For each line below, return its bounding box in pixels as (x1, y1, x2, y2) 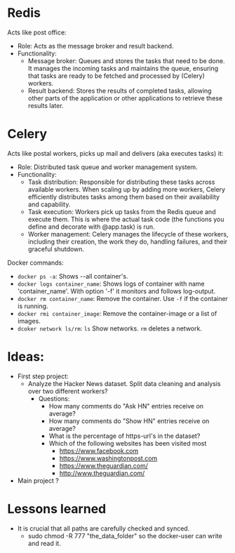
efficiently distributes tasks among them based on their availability (27, 192, 220, 201)
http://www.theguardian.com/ (59, 469, 145, 477)
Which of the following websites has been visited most (48, 439, 207, 447)
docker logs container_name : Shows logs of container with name (17, 279, 205, 288)
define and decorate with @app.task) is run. (27, 222, 156, 231)
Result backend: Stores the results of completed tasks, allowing (27, 86, 212, 95)
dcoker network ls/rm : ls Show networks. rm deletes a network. (17, 324, 202, 333)
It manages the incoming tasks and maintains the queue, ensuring (27, 64, 219, 72)
